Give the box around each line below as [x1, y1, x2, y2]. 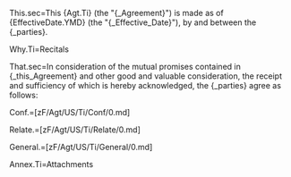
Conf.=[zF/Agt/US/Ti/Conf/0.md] [9, 107, 131, 117]
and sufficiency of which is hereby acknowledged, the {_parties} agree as [9, 80, 282, 90]
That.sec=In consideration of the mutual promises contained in [9, 62, 242, 72]
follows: [9, 89, 39, 100]
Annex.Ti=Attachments [9, 159, 94, 169]
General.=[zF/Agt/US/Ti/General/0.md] [9, 142, 153, 152]
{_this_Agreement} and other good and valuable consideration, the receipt [9, 71, 282, 81]
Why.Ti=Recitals [9, 44, 70, 55]
